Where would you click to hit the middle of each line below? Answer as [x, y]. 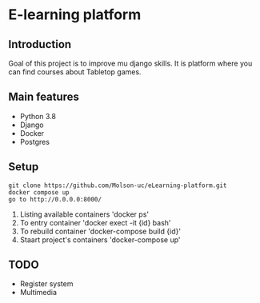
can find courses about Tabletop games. [75, 72]
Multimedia [38, 293]
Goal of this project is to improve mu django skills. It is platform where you [130, 63]
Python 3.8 [38, 116]
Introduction [40, 44]
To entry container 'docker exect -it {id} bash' [95, 222]
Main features [44, 97]
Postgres [35, 142]
